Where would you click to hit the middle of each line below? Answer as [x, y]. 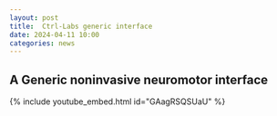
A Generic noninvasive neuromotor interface [139, 79]
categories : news [42, 43]
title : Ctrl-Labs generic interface [81, 26]
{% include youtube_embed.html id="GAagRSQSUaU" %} [118, 101]
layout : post [34, 18]
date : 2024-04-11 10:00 [55, 34]
